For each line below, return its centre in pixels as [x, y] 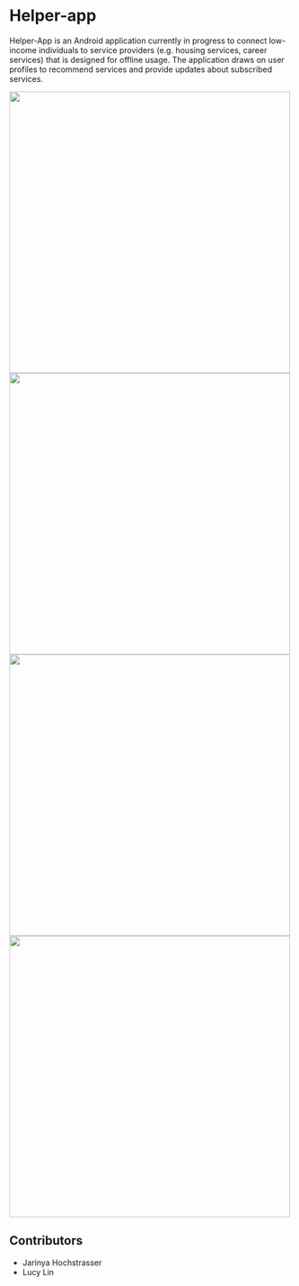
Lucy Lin [38, 1272]
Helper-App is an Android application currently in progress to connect [138, 41]
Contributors [46, 1241]
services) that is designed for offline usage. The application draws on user [147, 59]
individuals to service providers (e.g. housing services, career [153, 50]
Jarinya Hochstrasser [62, 1263]
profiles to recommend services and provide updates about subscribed [141, 69]
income [23, 50]
